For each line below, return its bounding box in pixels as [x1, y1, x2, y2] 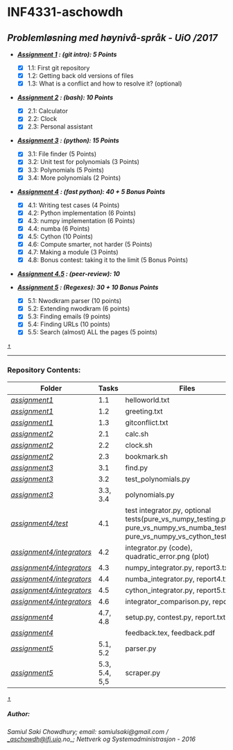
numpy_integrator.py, [125, 562, 194, 572]
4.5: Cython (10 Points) [27, 232, 94, 241]
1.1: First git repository [27, 64, 90, 72]
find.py [125, 463, 148, 473]
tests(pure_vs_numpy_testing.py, [125, 514, 232, 523]
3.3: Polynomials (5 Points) [27, 165, 104, 174]
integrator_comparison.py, [125, 596, 211, 606]
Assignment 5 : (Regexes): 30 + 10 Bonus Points [17, 283, 159, 292]
